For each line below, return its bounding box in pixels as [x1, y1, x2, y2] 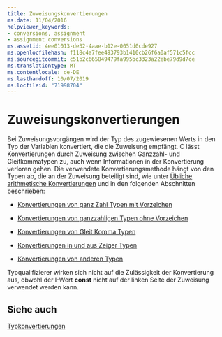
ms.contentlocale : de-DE [7, 69, 80, 76]
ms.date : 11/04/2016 [7, 17, 68, 24]
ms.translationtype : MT [7, 62, 77, 69]
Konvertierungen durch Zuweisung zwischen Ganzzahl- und [7, 150, 180, 158]
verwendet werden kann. [7, 283, 79, 292]
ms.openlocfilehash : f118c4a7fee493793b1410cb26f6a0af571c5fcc [7, 50, 195, 57]
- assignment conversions [7, 36, 82, 43]
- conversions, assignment [7, 29, 86, 37]
